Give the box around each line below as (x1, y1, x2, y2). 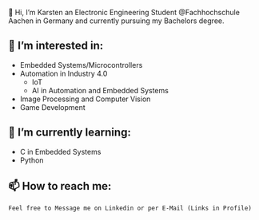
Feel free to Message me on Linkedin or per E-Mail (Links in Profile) (8, 204, 252, 213)
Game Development (19, 102, 86, 112)
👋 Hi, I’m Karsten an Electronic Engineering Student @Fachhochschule (8, 8, 240, 17)
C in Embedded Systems (19, 147, 102, 156)
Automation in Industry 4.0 (19, 69, 108, 78)
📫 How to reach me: (8, 179, 112, 193)
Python (19, 155, 44, 165)
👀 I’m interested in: (8, 39, 104, 53)
